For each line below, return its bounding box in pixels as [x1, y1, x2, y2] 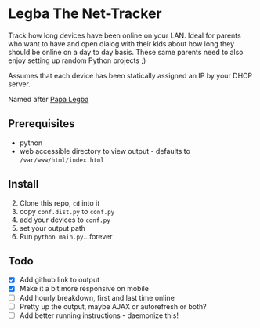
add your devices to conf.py [19, 215, 111, 224]
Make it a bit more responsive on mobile [19, 284, 149, 293]
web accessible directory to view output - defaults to [19, 146, 190, 155]
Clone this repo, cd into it [19, 198, 100, 208]
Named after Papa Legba [8, 94, 89, 104]
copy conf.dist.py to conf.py [19, 206, 115, 216]
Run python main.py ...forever [19, 231, 113, 241]
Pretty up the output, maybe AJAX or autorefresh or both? [19, 301, 207, 311]
